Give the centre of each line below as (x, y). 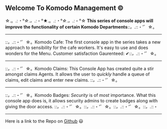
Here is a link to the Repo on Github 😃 (44, 121)
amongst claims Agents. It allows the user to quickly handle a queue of (78, 74)
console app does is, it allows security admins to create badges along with (82, 100)
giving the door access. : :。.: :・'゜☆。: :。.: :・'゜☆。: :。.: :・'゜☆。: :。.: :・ (82, 106)
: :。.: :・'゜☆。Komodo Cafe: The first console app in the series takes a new (83, 42)
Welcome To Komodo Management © (64, 8)
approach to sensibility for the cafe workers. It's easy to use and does (77, 47)
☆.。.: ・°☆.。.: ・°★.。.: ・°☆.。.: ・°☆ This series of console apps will (79, 21)
